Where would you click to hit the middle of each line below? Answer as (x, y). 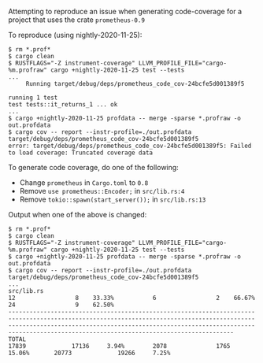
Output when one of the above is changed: (78, 215)
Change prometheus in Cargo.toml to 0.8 (84, 183)
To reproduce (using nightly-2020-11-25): (75, 35)
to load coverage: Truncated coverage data (81, 153)
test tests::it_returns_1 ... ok (63, 105)
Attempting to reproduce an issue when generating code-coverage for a (125, 11)
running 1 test (33, 98)
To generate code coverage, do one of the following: (93, 167)
